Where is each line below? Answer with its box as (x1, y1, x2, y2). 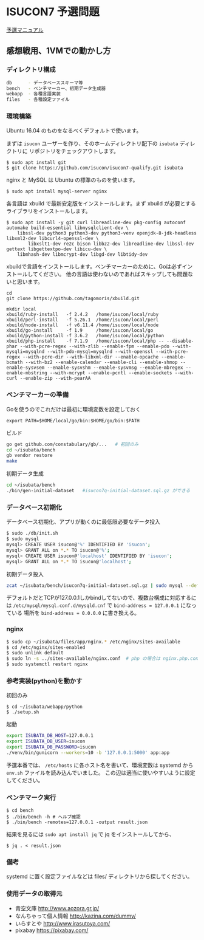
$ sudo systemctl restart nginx (6, 661, 88, 668)
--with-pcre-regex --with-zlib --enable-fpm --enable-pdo (19, 343, 170, 349)
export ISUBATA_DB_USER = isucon (6, 738, 86, 744)
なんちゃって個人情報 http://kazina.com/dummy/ (15, 912, 137, 919)
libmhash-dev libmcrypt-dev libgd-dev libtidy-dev (17, 252, 148, 258)
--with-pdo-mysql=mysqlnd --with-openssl (47, 349, 154, 355)
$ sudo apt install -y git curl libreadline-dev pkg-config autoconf (6, 219, 186, 226)
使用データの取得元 (6, 890, 63, 898)
